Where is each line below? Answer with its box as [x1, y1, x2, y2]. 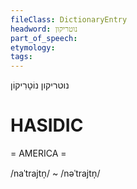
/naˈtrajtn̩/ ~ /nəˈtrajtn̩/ [10, 167, 101, 180]
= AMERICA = [10, 147, 67, 160]
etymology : [10, 42, 56, 53]
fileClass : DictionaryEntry [10, 14, 128, 25]
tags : [10, 52, 33, 62]
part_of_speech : [10, 33, 78, 43]
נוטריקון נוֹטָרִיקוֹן [10, 79, 70, 91]
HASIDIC [10, 114, 84, 137]
